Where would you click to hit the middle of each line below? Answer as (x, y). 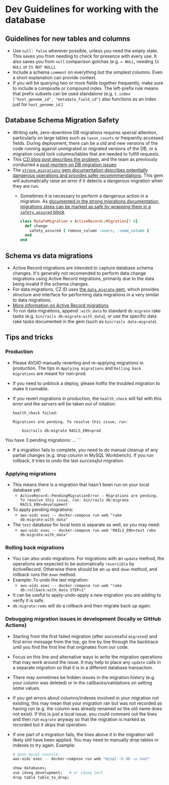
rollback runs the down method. (44, 574)
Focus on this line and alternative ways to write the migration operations (87, 657)
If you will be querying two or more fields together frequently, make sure (88, 83)
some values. (26, 688)
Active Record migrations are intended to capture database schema (83, 268)
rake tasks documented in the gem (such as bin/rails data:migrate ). (85, 321)
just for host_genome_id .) (38, 104)
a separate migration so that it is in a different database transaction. (83, 667)
